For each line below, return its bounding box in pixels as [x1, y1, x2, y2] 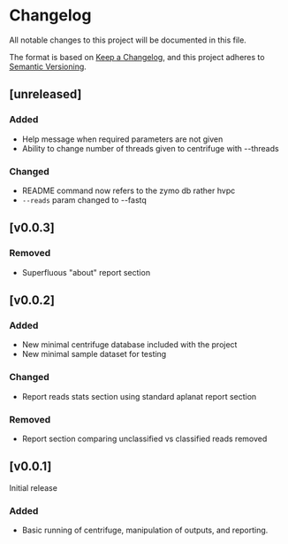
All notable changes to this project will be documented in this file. [9, 35, 247, 45]
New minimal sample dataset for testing [21, 349, 167, 360]
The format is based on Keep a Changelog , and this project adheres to [9, 51, 265, 62]
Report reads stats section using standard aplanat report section [21, 391, 257, 401]
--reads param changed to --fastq [21, 194, 148, 205]
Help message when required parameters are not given [21, 134, 224, 144]
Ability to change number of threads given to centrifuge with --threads [21, 143, 280, 153]
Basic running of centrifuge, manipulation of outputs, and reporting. [21, 525, 269, 535]
